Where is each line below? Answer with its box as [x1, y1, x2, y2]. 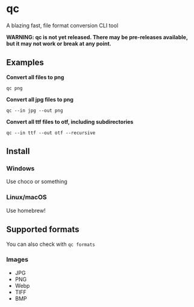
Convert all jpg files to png [6, 95, 74, 103]
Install [6, 146, 30, 157]
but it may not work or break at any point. [6, 40, 111, 47]
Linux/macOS [6, 193, 47, 201]
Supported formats [6, 224, 80, 234]
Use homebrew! [6, 207, 46, 214]
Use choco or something [6, 178, 67, 186]
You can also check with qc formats [6, 241, 95, 248]
